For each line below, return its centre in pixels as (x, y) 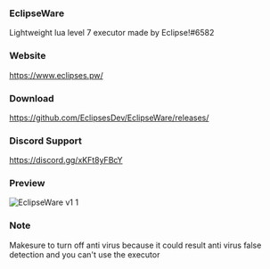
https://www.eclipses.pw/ (57, 75)
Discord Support (46, 141)
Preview (27, 183)
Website (28, 56)
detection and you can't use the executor (85, 254)
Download (32, 98)
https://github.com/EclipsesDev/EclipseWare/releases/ (109, 118)
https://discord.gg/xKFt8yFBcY (66, 160)
